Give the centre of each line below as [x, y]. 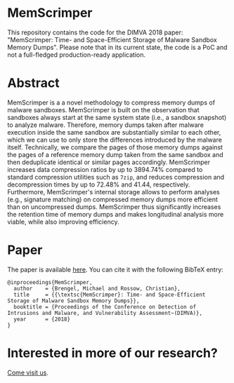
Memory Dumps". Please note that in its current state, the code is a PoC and [117, 47]
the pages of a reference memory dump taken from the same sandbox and [115, 154]
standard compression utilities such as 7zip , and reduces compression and [116, 177]
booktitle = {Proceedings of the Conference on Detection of [105, 307]
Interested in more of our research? [112, 353]
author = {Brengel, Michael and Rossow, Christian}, [97, 288]
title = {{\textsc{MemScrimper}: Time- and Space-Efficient [110, 295]
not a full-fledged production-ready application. [77, 55]
